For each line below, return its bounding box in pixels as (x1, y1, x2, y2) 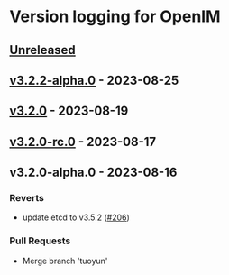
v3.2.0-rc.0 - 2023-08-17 (9, 133, 156, 150)
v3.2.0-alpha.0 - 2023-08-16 (9, 165, 178, 180)
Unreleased (9, 42, 77, 58)
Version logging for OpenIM (9, 6, 221, 27)
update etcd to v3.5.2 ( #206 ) (22, 212, 131, 223)
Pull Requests (9, 234, 71, 247)
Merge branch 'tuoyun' (22, 255, 108, 266)
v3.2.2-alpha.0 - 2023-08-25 (9, 72, 179, 87)
